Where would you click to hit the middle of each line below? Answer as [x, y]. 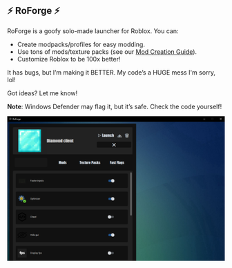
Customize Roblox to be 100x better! [69, 59]
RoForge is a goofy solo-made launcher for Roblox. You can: [93, 31]
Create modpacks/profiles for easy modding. [81, 44]
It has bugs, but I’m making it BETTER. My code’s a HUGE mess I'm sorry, [112, 72]
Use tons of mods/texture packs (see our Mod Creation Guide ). [107, 51]
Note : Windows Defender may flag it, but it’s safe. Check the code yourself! [115, 106]
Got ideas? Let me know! [42, 93]
